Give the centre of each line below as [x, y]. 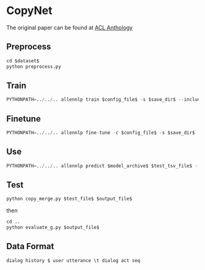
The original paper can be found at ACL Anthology [70, 27]
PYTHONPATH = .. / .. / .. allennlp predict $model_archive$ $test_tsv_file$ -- [103, 166]
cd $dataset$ [23, 61]
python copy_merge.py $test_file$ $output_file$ [69, 199]
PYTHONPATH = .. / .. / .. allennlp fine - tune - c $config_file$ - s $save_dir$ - [103, 133]
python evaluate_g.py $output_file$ [53, 228]
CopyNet [30, 11]
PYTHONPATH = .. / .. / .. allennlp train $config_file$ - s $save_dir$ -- [95, 100]
